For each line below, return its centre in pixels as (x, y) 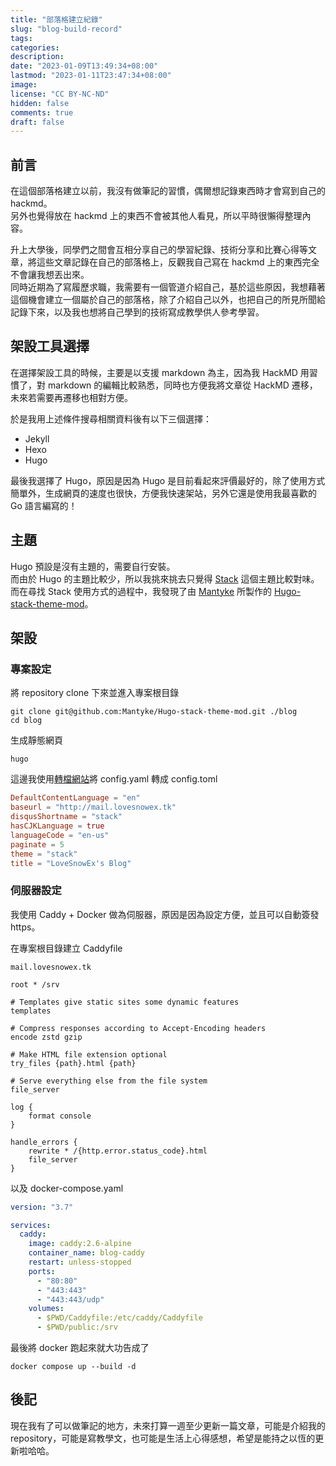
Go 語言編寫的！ (44, 505)
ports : (42, 1271)
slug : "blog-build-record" (66, 29)
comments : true (42, 112)
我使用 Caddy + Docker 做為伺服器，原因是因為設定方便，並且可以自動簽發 (165, 914)
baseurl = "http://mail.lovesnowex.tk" (93, 807)
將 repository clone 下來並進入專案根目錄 (95, 693)
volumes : (46, 1309)
